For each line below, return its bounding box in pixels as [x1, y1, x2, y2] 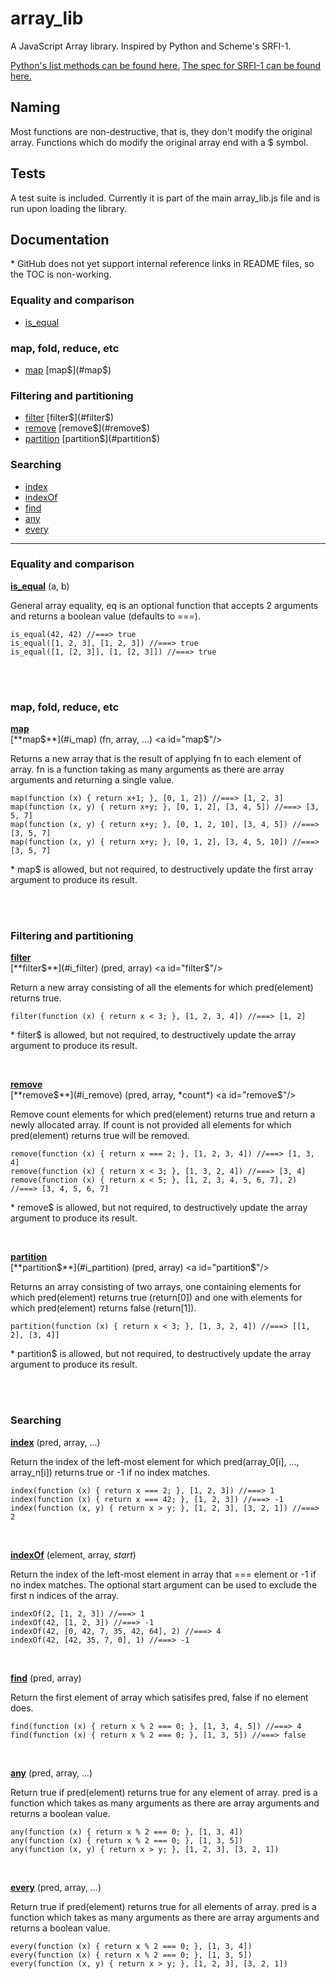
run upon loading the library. [10, 202, 127, 214]
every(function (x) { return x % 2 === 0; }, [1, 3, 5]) [10, 1950, 253, 1960]
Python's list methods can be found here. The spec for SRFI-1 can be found [10, 59, 322, 71]
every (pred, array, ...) [10, 1881, 102, 1893]
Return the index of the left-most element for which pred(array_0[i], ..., [10, 1455, 300, 1467]
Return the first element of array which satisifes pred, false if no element [10, 1691, 309, 1703]
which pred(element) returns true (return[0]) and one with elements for [10, 1292, 303, 1304]
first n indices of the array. [10, 1589, 120, 1601]
